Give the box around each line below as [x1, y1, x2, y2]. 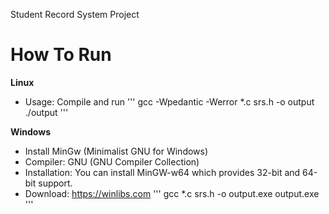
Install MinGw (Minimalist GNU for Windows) [24, 145, 209, 157]
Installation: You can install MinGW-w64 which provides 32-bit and [24, 166, 301, 178]
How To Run [10, 44, 112, 66]
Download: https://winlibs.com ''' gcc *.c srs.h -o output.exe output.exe [24, 187, 320, 199]
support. [38, 177, 73, 189]
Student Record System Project [10, 9, 140, 20]
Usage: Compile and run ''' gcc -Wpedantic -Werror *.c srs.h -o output [24, 95, 315, 108]
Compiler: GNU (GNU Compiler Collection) [24, 155, 200, 168]
